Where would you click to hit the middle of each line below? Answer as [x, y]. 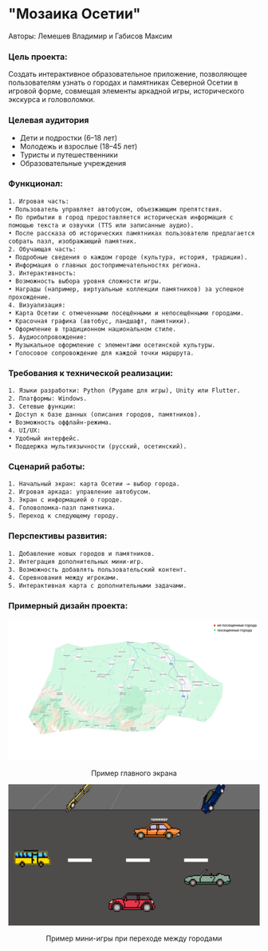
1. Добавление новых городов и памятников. [82, 553]
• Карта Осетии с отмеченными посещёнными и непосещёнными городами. [126, 313]
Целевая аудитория [49, 121]
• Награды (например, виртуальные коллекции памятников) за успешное [126, 289]
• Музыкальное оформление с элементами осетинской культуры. [112, 345]
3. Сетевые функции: [43, 407]
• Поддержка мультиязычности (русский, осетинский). [98, 447]
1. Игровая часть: [39, 201]
